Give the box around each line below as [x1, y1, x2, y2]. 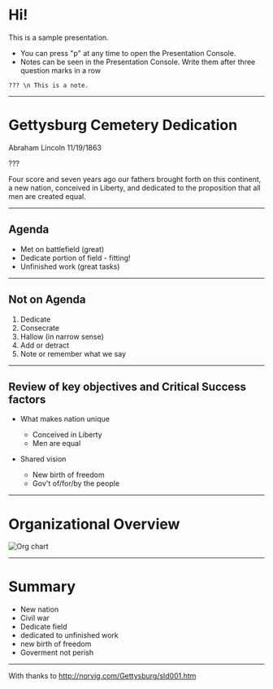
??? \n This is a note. [8, 81, 89, 89]
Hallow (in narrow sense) [19, 331, 104, 341]
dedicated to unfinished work [19, 630, 119, 640]
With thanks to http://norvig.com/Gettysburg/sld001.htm [8, 671, 197, 681]
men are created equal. [8, 191, 87, 201]
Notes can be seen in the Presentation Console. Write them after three [19, 57, 256, 67]
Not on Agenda [8, 292, 86, 306]
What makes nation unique [19, 414, 110, 424]
